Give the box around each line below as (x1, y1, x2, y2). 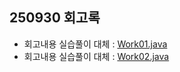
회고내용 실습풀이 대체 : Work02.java (23, 50, 170, 62)
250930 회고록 (9, 9, 101, 27)
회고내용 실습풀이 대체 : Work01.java (23, 38, 168, 50)
